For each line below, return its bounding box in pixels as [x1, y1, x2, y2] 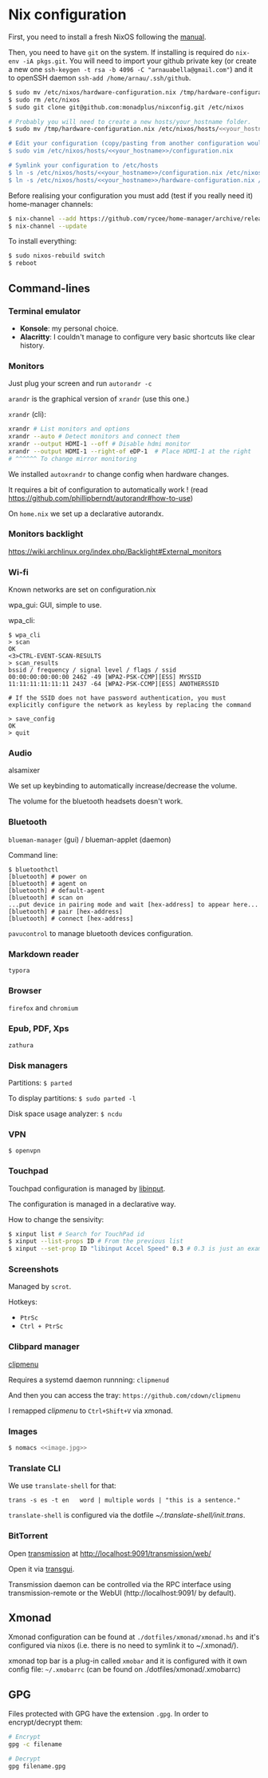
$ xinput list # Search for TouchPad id [8, 1230, 145, 1238]
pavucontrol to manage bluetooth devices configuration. [8, 928, 193, 938]
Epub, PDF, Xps [8, 1023, 69, 1034]
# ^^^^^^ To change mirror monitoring [8, 454, 137, 462]
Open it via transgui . [8, 1564, 75, 1574]
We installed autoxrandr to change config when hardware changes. [8, 469, 230, 478]
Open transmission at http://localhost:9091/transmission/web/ [8, 1548, 211, 1558]
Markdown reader [8, 948, 80, 959]
